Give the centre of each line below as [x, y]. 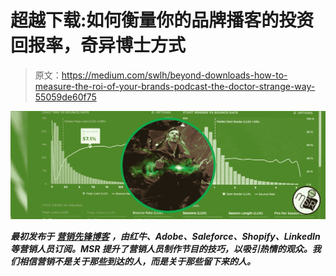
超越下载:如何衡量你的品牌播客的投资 [162, 20]
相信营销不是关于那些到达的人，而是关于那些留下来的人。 [137, 261]
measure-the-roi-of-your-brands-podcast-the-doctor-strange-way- [175, 86]
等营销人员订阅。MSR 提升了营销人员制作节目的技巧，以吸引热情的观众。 [161, 248]
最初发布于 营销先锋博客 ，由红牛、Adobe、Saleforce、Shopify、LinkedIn [165, 236]
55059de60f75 [65, 97]
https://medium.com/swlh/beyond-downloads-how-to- [174, 75]
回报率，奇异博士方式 [98, 45]
